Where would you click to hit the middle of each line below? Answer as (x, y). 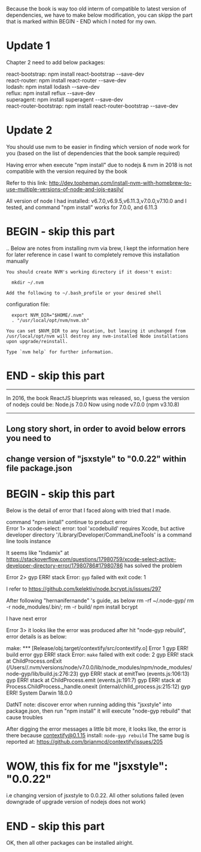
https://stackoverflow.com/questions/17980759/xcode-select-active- (91, 559)
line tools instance (29, 541)
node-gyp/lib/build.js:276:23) (42, 674)
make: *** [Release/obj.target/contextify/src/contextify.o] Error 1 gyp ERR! (97, 648)
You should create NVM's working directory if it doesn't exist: (89, 272)
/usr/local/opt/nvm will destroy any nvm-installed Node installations (97, 336)
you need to (29, 438)
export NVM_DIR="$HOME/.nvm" (48, 315)
